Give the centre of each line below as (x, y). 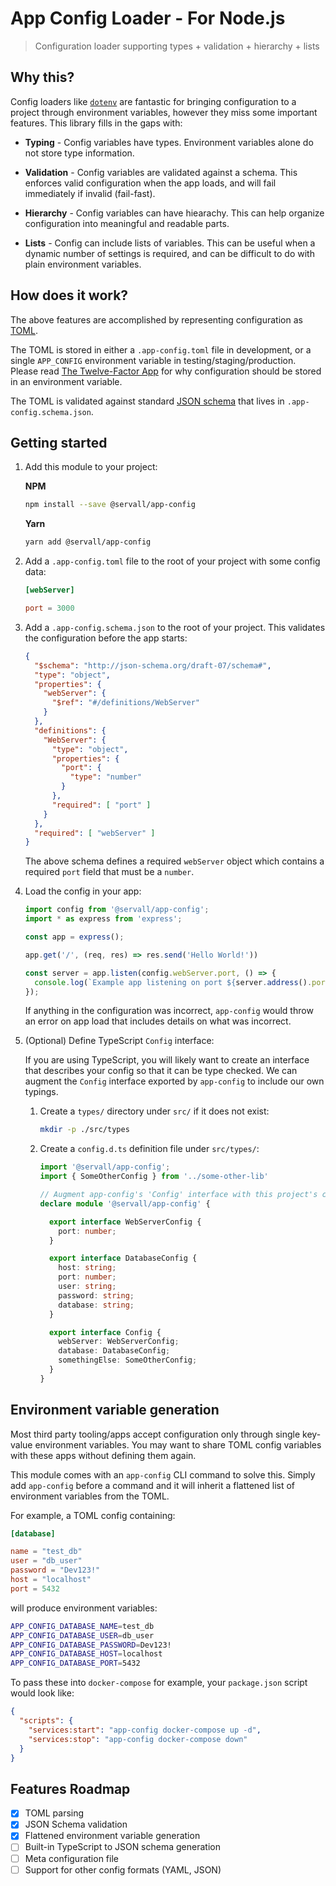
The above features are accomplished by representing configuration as (156, 319)
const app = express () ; (74, 937)
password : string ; (96, 1295)
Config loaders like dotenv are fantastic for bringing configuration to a (153, 101)
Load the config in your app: (83, 891)
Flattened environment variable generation (112, 1836)
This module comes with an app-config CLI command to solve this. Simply (163, 1474)
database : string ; (96, 1305)
